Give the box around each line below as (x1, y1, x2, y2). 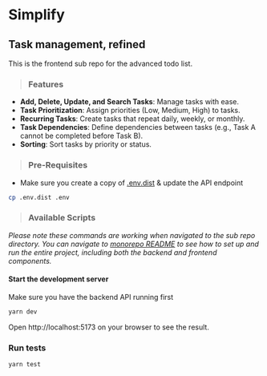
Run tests (8, 342, 47, 354)
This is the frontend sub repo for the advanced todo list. (8, 59, 193, 68)
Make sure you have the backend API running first (8, 292, 174, 301)
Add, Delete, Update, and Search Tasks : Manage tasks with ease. (19, 97, 239, 107)
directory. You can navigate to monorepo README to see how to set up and (8, 239, 259, 249)
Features (27, 79, 64, 90)
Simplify (8, 6, 66, 24)
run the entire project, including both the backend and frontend (8, 247, 217, 257)
